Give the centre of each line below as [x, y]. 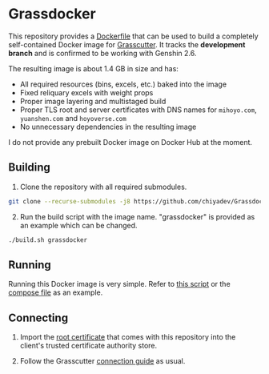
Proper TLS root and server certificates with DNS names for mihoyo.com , [139, 110]
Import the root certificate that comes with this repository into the [128, 337]
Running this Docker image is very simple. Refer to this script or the [119, 284]
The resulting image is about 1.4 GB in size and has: [93, 68]
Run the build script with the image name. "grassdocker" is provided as [137, 216]
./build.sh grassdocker [48, 240]
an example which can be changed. [78, 225]
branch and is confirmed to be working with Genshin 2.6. [102, 53]
